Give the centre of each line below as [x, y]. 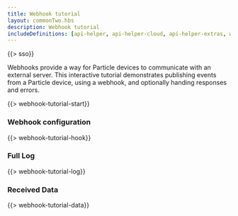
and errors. [24, 90]
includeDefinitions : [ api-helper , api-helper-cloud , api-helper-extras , [117, 34]
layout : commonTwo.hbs [41, 21]
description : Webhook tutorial [53, 27]
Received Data [33, 190]
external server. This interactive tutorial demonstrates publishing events [112, 75]
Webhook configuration [49, 123]
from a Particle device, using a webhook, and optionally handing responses [117, 83]
